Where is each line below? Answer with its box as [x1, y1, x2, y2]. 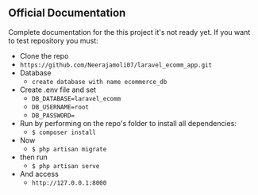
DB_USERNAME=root [31, 103, 90, 111]
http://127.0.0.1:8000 [31, 178, 107, 187]
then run [19, 152, 48, 162]
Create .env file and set [19, 85, 97, 94]
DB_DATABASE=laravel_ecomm [31, 94, 121, 102]
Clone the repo [19, 51, 69, 60]
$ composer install [31, 128, 97, 136]
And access [19, 169, 60, 178]
